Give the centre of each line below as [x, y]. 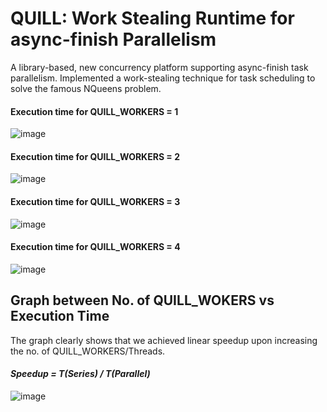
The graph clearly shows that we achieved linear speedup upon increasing [164, 340]
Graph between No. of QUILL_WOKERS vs [142, 300]
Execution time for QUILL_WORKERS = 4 [95, 247]
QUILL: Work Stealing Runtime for [152, 18]
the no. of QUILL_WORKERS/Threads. [88, 351]
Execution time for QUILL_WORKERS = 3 [95, 201]
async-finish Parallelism [113, 39]
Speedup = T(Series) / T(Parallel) [80, 374]
